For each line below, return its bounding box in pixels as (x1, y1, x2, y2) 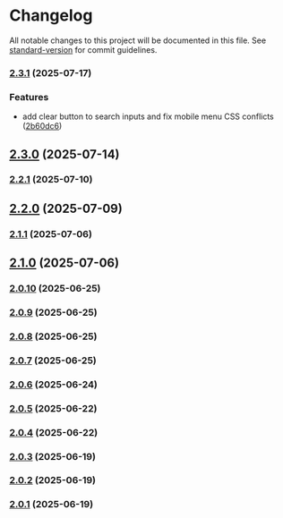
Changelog (9, 5, 93, 26)
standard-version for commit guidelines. (9, 44, 158, 55)
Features (9, 90, 49, 103)
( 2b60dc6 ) (21, 121, 63, 132)
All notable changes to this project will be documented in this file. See (9, 35, 267, 46)
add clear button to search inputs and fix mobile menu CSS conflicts (21, 111, 275, 122)
